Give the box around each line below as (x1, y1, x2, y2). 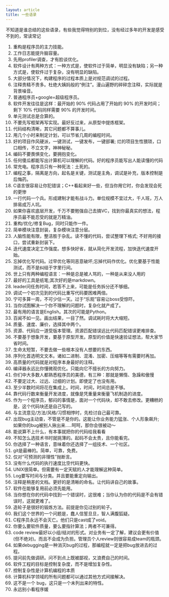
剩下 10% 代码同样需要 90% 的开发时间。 (13, 106, 99, 113)
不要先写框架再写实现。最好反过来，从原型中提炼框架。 (13, 119, 128, 125)
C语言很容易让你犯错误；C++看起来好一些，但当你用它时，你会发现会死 (13, 182, 162, 188)
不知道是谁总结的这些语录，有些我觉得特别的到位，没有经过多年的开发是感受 (6, 26, 164, 33)
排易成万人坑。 (13, 201, 44, 207)
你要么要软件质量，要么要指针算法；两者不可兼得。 (13, 523, 119, 529)
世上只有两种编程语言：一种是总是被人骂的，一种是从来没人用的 (13, 270, 145, 277)
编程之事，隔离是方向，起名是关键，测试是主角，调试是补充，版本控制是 (13, 170, 163, 176)
